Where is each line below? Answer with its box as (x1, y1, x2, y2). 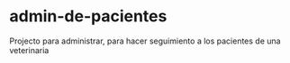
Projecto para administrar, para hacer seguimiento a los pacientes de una (9, 35, 281, 46)
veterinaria (9, 44, 50, 55)
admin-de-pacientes (9, 6, 168, 27)
